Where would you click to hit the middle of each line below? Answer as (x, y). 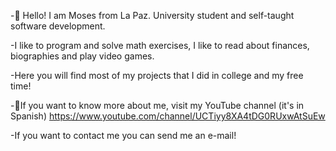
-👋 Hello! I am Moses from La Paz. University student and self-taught (152, 15)
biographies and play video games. (82, 56)
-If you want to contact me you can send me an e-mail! (123, 135)
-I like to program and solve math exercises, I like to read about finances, (160, 45)
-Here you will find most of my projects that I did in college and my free (157, 75)
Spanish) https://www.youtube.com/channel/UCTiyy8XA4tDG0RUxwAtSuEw (168, 116)
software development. (58, 26)
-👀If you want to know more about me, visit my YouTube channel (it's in (157, 105)
